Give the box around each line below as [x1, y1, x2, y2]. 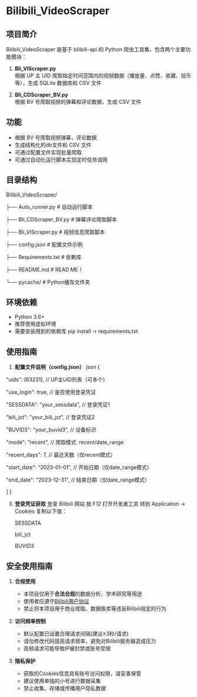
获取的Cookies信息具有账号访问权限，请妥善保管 [23, 670, 142, 677]
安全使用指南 [6, 561, 53, 571]
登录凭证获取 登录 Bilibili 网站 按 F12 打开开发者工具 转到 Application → [14, 500, 186, 508]
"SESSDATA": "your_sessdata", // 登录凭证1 [6, 401, 110, 408]
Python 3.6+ [14, 313, 45, 320]
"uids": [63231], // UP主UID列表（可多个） [6, 376, 108, 383]
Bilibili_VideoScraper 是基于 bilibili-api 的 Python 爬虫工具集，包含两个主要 [6, 46, 186, 53]
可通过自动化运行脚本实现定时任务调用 [14, 156, 108, 163]
